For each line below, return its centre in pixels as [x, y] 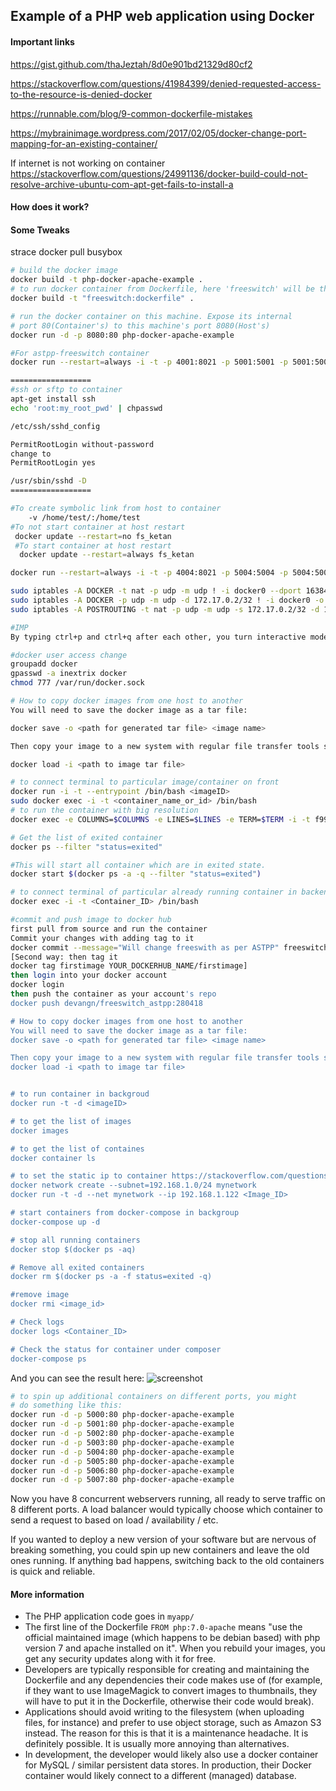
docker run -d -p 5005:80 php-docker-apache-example [122, 1461]
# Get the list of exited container [86, 837]
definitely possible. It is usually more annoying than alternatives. [157, 1744]
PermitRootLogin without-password [82, 444]
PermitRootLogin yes [53, 463]
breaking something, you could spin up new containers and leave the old [160, 1550]
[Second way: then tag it [64, 957]
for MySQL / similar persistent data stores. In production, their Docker [168, 1765]
